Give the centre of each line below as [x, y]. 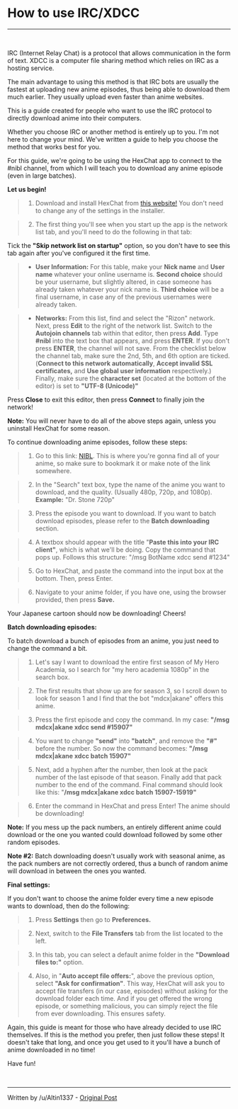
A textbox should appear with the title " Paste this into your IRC [127, 542]
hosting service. [31, 68]
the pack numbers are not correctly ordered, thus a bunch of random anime [118, 863]
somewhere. [53, 471]
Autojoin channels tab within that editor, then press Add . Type [127, 333]
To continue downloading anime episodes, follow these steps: [97, 442]
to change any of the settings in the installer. [100, 210]
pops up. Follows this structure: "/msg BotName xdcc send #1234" [132, 557]
